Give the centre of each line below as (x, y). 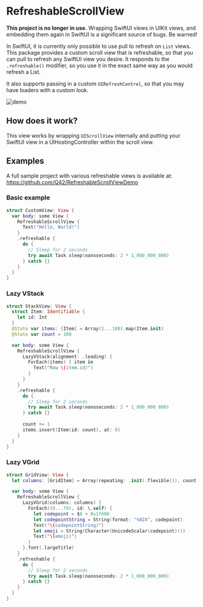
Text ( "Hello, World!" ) (51, 227)
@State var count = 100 (42, 334)
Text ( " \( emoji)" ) (55, 537)
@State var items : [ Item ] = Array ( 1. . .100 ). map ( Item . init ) (88, 329)
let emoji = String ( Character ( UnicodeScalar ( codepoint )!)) (109, 531)
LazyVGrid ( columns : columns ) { (62, 503)
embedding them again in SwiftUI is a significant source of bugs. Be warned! (102, 34)
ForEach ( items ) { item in (61, 362)
